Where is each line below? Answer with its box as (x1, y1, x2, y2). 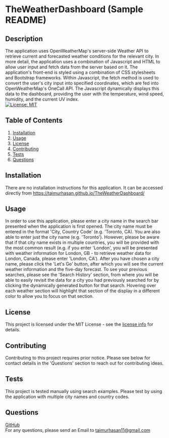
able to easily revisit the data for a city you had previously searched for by (5, 277, 159, 283)
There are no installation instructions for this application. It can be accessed (5, 185, 163, 191)
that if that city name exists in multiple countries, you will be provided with (5, 239, 159, 246)
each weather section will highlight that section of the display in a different (5, 288, 160, 294)
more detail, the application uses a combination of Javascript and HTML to (5, 59, 160, 64)
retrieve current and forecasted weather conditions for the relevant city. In (5, 53, 159, 59)
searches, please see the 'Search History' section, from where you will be (5, 272, 159, 278)
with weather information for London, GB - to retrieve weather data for (5, 250, 151, 256)
